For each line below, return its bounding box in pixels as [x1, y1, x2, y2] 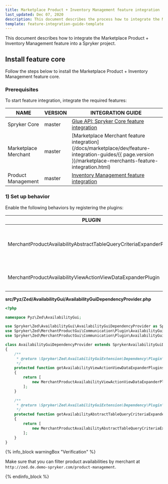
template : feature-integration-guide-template [5, 21, 104, 27]
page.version [123, 151, 154, 158]
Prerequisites [5, 86, 38, 93]
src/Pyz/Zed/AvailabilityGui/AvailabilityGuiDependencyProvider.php [5, 296, 151, 302]
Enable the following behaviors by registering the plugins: [5, 204, 123, 211]
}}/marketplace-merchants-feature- [71, 157, 158, 165]
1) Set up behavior [5, 193, 50, 200]
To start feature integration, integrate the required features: [5, 97, 127, 103]
